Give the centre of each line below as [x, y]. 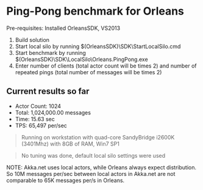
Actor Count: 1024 [38, 106]
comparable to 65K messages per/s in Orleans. [66, 180]
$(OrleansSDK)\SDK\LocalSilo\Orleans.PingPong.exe [81, 59]
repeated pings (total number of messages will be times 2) [88, 72]
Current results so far [48, 92]
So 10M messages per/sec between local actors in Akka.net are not [91, 174]
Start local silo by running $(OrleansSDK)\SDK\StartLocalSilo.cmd [98, 46]
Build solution [32, 40]
